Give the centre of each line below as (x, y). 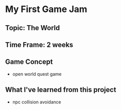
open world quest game (37, 74)
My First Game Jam (46, 9)
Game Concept (29, 62)
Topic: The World (32, 28)
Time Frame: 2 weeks (39, 44)
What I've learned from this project (61, 90)
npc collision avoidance (37, 102)
